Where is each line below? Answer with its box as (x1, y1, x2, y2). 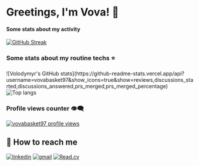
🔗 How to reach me (6, 137, 78, 147)
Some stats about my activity (6, 25, 81, 32)
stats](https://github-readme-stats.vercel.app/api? (60, 70, 185, 77)
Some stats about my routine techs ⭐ (6, 54, 115, 62)
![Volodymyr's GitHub (6, 70, 60, 77)
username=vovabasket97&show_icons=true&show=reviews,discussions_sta (6, 76, 194, 83)
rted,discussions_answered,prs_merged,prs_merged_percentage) (6, 82, 169, 90)
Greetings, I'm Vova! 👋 (6, 5, 120, 19)
